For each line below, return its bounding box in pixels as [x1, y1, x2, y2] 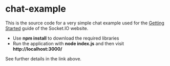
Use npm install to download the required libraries [12, 35, 119, 41]
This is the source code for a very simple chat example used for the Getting [5, 20, 165, 26]
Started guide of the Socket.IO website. [5, 25, 89, 31]
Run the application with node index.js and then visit [12, 40, 124, 46]
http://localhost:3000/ [12, 46, 62, 52]
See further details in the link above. [5, 55, 82, 61]
